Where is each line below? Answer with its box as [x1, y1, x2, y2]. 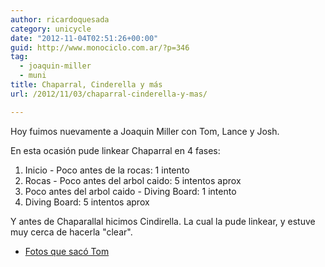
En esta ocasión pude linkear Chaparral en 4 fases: [10, 144, 221, 156]
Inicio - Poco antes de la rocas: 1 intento [24, 164, 190, 176]
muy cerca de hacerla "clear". [10, 226, 133, 238]
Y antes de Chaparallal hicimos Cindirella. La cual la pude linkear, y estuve [10, 215, 316, 227]
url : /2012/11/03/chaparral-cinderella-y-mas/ [10, 89, 208, 99]
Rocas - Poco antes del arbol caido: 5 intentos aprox [24, 174, 242, 186]
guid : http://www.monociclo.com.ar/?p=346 [10, 42, 190, 53]
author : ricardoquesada [10, 14, 110, 25]
